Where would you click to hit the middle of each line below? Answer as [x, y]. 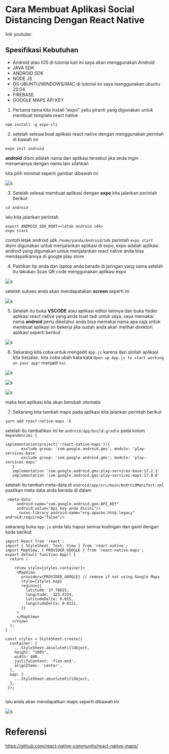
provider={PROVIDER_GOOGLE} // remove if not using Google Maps [90, 577]
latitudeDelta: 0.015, [49, 599]
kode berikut [19, 532]
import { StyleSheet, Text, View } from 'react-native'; [67, 546]
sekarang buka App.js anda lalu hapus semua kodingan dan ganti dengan [82, 526]
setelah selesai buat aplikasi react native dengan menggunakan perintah [88, 134]
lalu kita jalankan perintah [32, 217]
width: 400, [27, 657]
